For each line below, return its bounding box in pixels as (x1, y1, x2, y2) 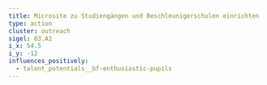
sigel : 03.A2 (8, 34, 53, 43)
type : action (8, 19, 53, 28)
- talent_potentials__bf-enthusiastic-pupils (15, 65, 173, 73)
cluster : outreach (8, 27, 71, 35)
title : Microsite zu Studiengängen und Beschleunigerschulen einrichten (8, 11, 260, 20)
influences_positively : (8, 57, 89, 66)
